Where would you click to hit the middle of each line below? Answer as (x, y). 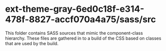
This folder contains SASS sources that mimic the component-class (74, 33)
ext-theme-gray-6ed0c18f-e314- (75, 9)
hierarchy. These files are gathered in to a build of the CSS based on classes (83, 38)
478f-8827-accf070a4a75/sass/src (81, 19)
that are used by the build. (32, 43)
